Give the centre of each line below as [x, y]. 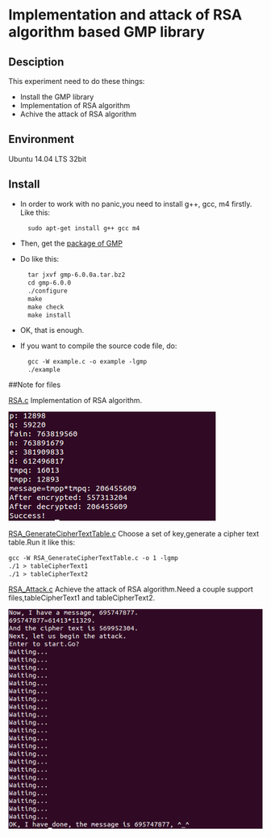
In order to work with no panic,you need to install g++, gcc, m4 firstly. [136, 204]
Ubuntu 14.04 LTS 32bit [48, 158]
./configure [48, 291]
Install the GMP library [57, 97]
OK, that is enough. [52, 330]
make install [50, 315]
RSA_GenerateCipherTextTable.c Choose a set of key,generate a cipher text [134, 533]
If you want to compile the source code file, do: [98, 346]
